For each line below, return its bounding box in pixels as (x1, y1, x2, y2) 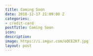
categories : (5, 16, 29, 21)
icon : (5, 30, 16, 35)
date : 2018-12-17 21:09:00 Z (5, 12, 65, 17)
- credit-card (5, 20, 34, 26)
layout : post (5, 43, 32, 48)
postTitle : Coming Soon (5, 25, 54, 30)
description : (5, 35, 32, 39)
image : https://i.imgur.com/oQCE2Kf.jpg (5, 39, 89, 44)
